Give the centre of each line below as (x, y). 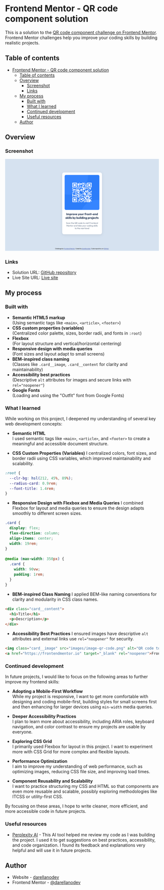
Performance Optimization (40, 761)
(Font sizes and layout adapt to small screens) (58, 354)
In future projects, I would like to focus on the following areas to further (76, 677)
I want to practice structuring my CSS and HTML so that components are (85, 786)
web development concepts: (34, 424)
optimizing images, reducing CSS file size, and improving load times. (81, 772)
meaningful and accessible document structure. (60, 444)
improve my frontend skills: (32, 682)
